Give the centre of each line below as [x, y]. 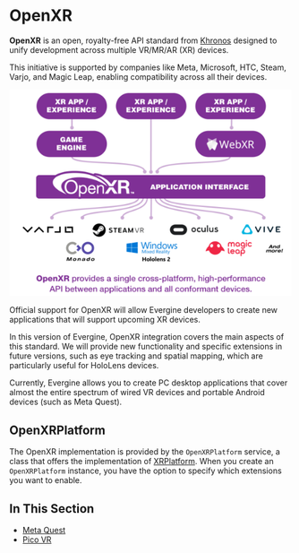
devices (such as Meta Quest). [66, 402]
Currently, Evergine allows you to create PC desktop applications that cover [149, 383]
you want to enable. [46, 480]
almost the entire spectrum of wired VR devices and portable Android [137, 393]
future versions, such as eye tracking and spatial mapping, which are [137, 356]
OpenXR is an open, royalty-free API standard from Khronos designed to [143, 40]
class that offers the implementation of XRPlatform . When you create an [142, 462]
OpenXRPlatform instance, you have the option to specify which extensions [145, 471]
